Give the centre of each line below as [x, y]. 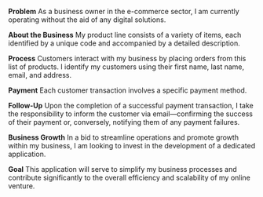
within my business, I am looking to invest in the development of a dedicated [132, 146]
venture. [22, 186]
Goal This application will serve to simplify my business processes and [122, 169]
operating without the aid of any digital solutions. [87, 20]
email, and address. [40, 75]
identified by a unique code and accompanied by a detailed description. [124, 43]
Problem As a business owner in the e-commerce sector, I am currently [124, 11]
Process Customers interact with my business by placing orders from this [127, 58]
